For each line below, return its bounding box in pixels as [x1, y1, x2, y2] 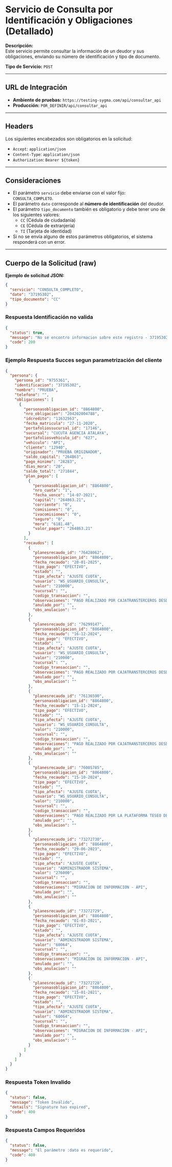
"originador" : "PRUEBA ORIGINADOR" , [24, 450, 102, 455]
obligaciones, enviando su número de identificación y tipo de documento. [5, 53, 161, 60]
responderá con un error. [12, 239, 66, 245]
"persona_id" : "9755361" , [14, 378, 70, 383]
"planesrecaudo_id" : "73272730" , [32, 837, 104, 842]
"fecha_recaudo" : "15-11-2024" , [32, 703, 102, 708]
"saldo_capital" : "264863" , [24, 454, 83, 460]
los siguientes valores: [12, 212, 60, 218]
